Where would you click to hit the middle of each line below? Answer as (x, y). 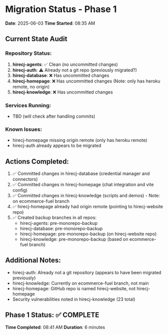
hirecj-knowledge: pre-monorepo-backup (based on (74, 239)
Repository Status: (28, 53)
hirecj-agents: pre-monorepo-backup (59, 223)
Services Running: (28, 105)
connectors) (25, 179)
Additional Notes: (33, 260)
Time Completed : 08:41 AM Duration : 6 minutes (55, 327)
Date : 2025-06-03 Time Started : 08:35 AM (50, 23)
